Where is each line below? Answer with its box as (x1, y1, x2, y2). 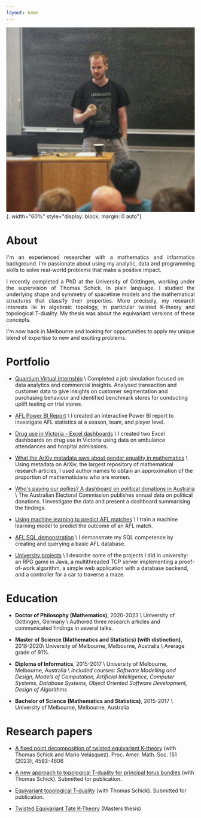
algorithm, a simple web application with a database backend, (36, 564, 188, 572)
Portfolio (6, 355, 50, 369)
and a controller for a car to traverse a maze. (14, 571, 125, 578)
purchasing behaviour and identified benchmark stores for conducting (14, 394, 188, 401)
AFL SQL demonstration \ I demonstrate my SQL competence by (14, 533, 173, 541)
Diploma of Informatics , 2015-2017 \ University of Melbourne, (14, 660, 168, 668)
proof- (178, 558, 195, 565)
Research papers (6, 725, 93, 738)
